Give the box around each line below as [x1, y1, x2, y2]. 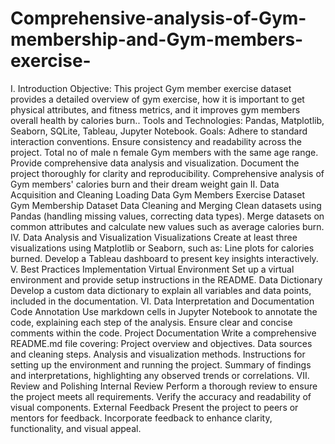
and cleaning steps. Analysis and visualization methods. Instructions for [10, 348, 306, 360]
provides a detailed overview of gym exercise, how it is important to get [10, 93, 305, 105]
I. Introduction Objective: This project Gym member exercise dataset [10, 82, 292, 94]
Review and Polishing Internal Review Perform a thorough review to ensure [10, 380, 318, 392]
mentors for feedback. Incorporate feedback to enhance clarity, [10, 412, 273, 424]
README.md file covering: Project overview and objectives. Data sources [10, 337, 313, 349]
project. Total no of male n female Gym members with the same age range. [10, 146, 319, 158]
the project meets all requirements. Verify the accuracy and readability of [10, 390, 312, 402]
